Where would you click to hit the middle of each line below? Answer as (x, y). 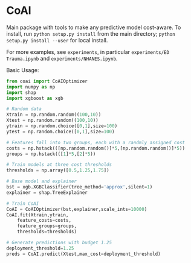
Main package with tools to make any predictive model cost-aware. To (94, 27)
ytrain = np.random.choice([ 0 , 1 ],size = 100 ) (62, 126)
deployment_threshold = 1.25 (40, 248)
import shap (21, 92)
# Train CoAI (23, 204)
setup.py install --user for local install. (57, 40)
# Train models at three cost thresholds (59, 165)
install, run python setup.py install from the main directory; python (91, 33)
